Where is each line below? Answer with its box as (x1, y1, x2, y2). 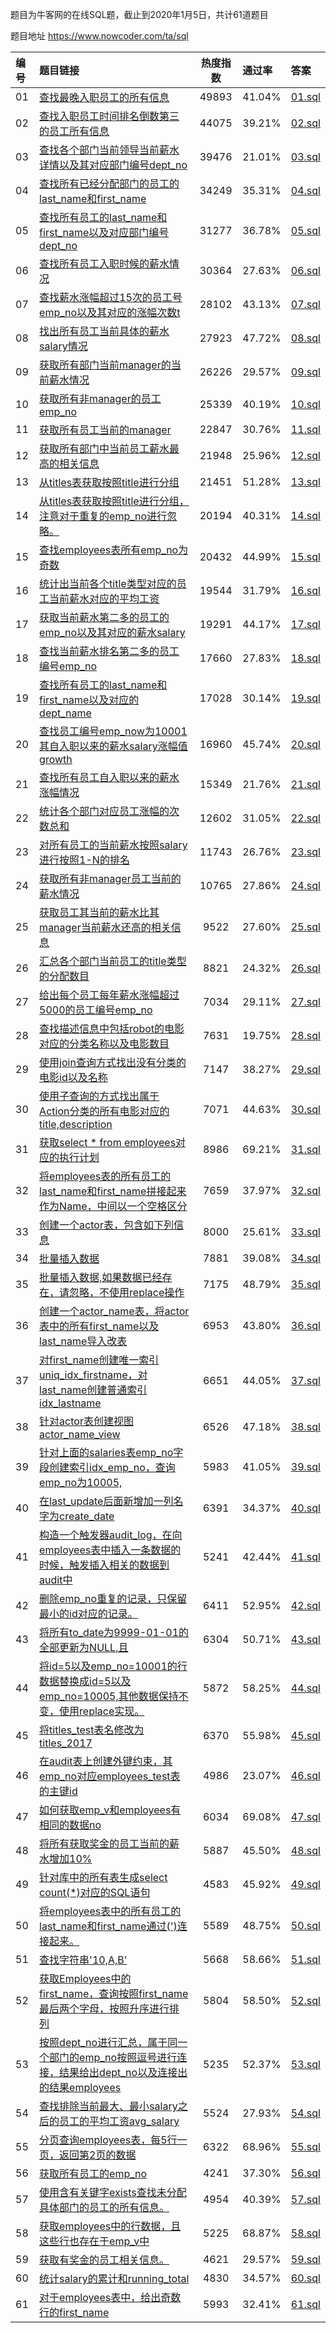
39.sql (290, 1460, 321, 1473)
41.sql (290, 1550, 321, 1563)
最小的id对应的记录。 (39, 1607, 138, 1620)
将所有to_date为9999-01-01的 (39, 1626, 190, 1639)
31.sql (290, 1143, 321, 1156)
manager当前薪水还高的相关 (39, 921, 172, 934)
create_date (59, 1509, 115, 1523)
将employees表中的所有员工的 (39, 1904, 182, 1918)
